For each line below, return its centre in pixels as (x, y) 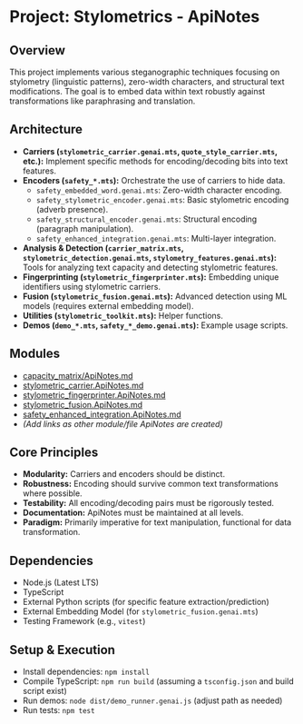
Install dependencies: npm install (86, 672)
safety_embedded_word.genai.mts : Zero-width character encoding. (159, 190)
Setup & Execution (63, 650)
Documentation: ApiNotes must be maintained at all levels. (133, 513)
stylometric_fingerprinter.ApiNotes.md (94, 395)
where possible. (53, 493)
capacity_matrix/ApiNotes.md (78, 375)
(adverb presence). (72, 209)
